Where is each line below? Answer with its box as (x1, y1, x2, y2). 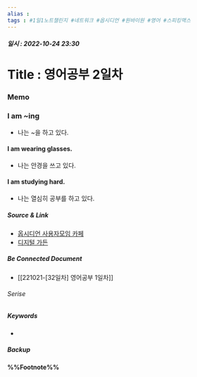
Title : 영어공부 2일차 (7, 67, 123, 83)
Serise (7, 290, 26, 298)
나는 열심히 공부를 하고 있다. (17, 194, 95, 203)
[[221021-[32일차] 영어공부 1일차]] (17, 273, 114, 281)
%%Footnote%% (7, 363, 60, 371)
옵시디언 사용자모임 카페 (17, 229, 84, 238)
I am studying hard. (7, 177, 65, 186)
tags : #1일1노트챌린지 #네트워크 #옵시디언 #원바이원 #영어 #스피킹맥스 (7, 17, 191, 24)
